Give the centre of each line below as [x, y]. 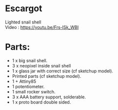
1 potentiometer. [28, 87]
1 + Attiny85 [24, 81]
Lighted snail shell [23, 22]
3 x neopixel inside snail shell [41, 66]
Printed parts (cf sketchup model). [47, 76]
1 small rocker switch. [34, 91]
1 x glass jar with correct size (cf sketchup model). [63, 71]
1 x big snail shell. [30, 60]
